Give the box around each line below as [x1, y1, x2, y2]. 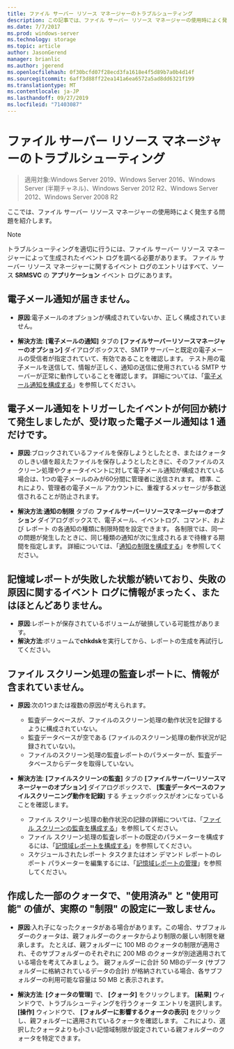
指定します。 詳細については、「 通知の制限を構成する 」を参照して [29, 542, 217, 550]
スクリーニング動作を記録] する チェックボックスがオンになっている [29, 792, 224, 800]
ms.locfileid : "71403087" [7, 101, 82, 108]
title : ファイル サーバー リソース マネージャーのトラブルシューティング [7, 10, 194, 17]
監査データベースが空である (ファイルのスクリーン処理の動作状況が [27, 733, 221, 742]
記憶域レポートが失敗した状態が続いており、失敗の [7, 573, 226, 585]
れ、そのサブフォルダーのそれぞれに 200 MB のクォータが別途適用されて [17, 949, 227, 958]
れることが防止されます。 [29, 492, 103, 501]
